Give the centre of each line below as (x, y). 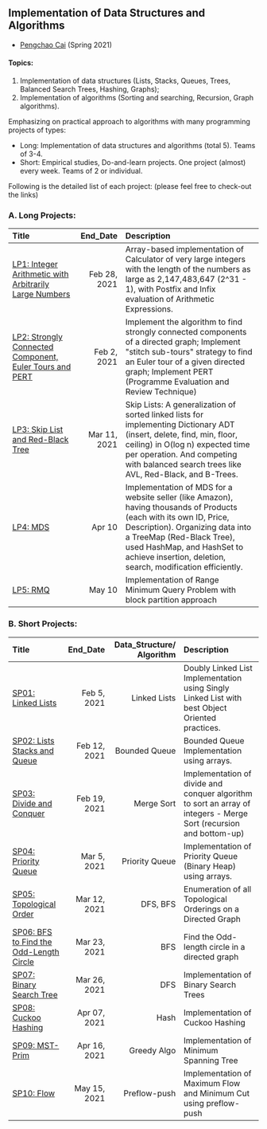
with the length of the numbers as (188, 269)
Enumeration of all (218, 889)
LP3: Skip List (38, 429)
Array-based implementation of (184, 249)
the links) (23, 195)
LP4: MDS (31, 527)
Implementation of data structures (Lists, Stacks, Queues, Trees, (125, 81)
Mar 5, (93, 856)
